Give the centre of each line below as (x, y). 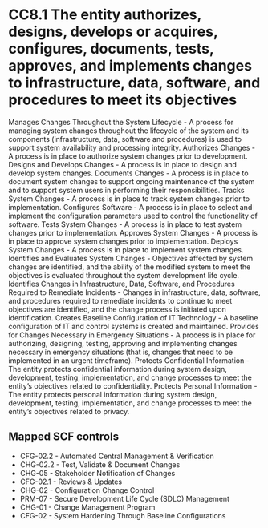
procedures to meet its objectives (123, 100)
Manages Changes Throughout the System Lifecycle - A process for (121, 122)
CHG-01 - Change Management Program (87, 507)
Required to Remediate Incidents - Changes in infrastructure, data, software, (134, 292)
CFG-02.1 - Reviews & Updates (71, 482)
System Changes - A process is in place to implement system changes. (126, 249)
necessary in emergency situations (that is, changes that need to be (121, 352)
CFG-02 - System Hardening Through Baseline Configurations (123, 515)
